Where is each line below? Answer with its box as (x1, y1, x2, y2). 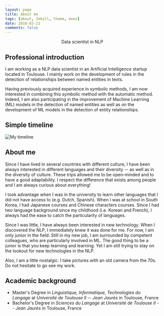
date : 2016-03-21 (5, 21, 41, 26)
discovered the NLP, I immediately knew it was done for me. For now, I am (5, 227, 154, 233)
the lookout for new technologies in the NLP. (5, 248, 94, 254)
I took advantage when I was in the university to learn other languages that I (5, 192, 158, 197)
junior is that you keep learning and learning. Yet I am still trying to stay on (5, 243, 154, 248)
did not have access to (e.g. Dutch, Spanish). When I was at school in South (5, 196, 158, 202)
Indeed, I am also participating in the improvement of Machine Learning (5, 96, 149, 102)
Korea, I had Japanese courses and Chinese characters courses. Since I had (5, 202, 159, 208)
